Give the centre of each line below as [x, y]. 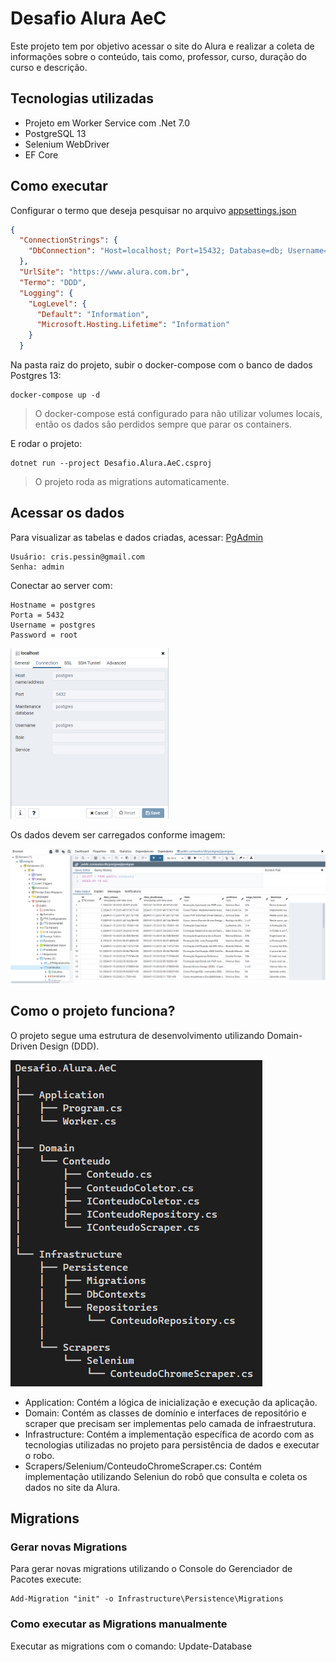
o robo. [39, 1455]
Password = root [44, 635]
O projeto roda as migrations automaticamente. [132, 482]
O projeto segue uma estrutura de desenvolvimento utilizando [137, 1035]
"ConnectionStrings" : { [68, 240]
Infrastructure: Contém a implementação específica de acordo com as [169, 1434]
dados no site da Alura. [72, 1487]
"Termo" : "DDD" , [53, 282]
